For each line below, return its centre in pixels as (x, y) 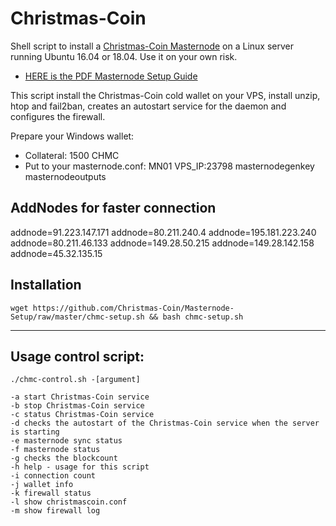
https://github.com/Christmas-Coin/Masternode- (133, 308)
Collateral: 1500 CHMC (72, 155)
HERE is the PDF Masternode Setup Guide (111, 76)
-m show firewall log (55, 511)
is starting (35, 432)
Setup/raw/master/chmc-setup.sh (77, 317)
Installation (46, 285)
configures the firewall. (58, 116)
